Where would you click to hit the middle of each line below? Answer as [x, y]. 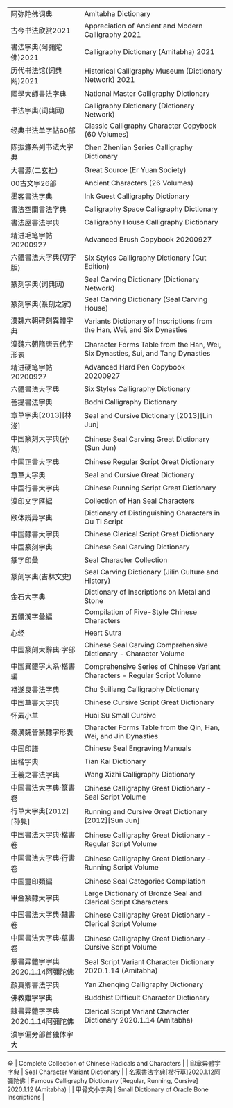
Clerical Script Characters [126, 902]
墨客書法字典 [32, 196]
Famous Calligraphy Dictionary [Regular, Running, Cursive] [115, 1081]
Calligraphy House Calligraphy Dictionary [151, 222]
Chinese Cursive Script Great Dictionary [149, 702]
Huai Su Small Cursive [120, 715]
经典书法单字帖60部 [43, 130]
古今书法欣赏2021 [41, 31]
